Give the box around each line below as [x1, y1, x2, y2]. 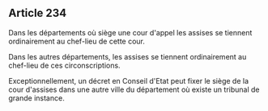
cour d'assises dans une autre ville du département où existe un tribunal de [8, 84, 260, 94]
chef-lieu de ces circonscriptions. [8, 60, 121, 70]
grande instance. [8, 92, 65, 103]
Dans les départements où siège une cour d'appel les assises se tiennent [8, 27, 253, 37]
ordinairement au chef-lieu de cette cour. [8, 36, 146, 46]
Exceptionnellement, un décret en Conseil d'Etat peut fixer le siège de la [8, 76, 249, 85]
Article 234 [8, 6, 67, 20]
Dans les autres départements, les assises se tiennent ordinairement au [8, 51, 247, 61]
